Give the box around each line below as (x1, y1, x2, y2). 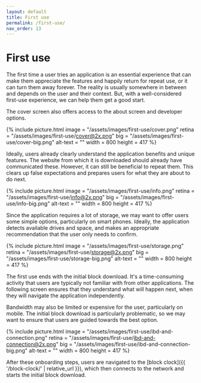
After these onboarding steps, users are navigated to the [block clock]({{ (6, 358, 185, 366)
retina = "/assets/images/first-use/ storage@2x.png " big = (6, 249, 149, 256)
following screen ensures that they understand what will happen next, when (6, 285, 193, 293)
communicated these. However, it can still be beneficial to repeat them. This (6, 163, 194, 171)
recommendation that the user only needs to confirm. (6, 231, 138, 238)
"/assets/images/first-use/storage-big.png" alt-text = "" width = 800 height (6, 255, 193, 262)
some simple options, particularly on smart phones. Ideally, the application (6, 218, 190, 225)
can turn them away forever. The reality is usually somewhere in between (6, 84, 187, 91)
